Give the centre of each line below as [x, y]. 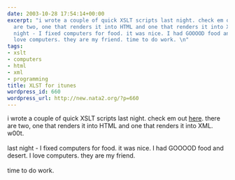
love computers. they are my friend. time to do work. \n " [101, 40]
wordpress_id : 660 [34, 92]
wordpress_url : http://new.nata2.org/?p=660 [73, 99]
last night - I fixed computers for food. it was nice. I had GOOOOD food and [115, 148]
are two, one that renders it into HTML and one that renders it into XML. [110, 126]
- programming [28, 79]
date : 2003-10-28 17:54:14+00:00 [56, 14]
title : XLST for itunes [42, 85]
